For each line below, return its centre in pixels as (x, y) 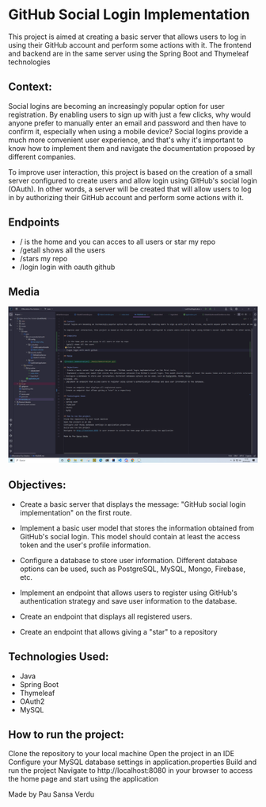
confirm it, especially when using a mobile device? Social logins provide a (128, 131)
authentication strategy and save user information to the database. (128, 600)
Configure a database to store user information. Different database (128, 560)
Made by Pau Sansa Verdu (51, 794)
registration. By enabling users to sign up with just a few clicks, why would (129, 114)
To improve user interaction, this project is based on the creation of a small (130, 172)
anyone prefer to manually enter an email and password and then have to (127, 123)
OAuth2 (32, 701)
